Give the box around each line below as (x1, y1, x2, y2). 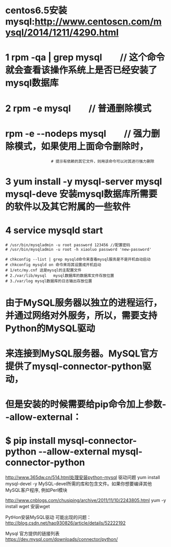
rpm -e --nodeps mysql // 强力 (5, 128, 152, 139)
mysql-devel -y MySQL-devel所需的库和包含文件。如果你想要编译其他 (5, 481, 152, 487)
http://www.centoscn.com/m (35, 16, 162, 28)
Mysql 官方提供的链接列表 (5, 531, 60, 537)
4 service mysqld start (5, 224, 103, 236)
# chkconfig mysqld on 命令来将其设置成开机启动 (5, 262, 102, 267)
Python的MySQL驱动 (5, 322, 95, 334)
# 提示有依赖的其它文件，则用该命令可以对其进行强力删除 (51, 159, 155, 164)
